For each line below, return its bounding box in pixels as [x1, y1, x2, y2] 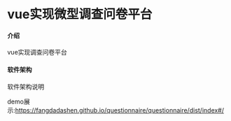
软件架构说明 [7, 82, 44, 91]
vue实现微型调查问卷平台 [7, 6, 153, 22]
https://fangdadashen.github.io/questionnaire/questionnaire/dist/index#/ [15, 106, 225, 114]
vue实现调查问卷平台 [7, 48, 68, 57]
